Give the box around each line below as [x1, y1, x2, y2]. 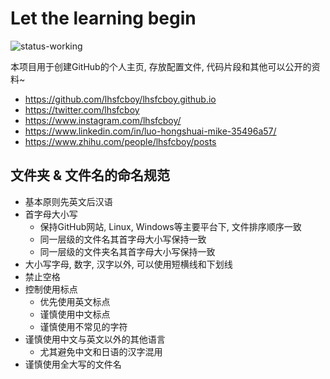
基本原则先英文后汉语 [24, 195, 113, 207]
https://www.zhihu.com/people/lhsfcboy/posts [24, 135, 217, 147]
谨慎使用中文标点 [39, 308, 111, 320]
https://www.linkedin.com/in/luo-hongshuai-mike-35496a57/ [24, 125, 277, 137]
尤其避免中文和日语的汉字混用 [39, 345, 163, 357]
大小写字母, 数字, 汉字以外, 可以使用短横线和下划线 [24, 258, 233, 270]
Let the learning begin [10, 7, 197, 30]
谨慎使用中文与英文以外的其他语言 [24, 333, 166, 345]
